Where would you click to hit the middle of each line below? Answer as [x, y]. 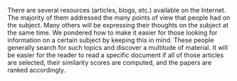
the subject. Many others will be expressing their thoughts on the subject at [118, 25]
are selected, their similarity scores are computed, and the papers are [110, 62]
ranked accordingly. [37, 70]
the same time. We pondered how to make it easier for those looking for [112, 32]
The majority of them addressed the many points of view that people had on [119, 18]
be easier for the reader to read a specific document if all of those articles [116, 55]
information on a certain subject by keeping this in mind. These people [111, 40]
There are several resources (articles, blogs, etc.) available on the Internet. [117, 10]
